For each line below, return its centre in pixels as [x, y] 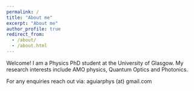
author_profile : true [34, 29]
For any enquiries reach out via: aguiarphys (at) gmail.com [79, 81]
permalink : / [23, 12]
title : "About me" [29, 18]
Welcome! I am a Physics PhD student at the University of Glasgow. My [95, 63]
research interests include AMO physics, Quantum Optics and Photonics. [97, 69]
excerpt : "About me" [32, 23]
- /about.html [29, 46]
